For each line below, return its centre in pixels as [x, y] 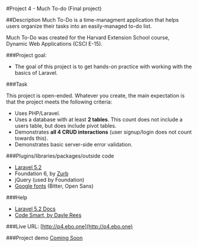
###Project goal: [27, 55]
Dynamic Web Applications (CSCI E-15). [55, 44]
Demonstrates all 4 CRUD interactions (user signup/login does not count [103, 132]
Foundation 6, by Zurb [42, 173]
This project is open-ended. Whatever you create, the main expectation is [95, 96]
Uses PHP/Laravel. [37, 113]
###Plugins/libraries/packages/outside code [60, 156]
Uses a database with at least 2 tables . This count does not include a [98, 119]
